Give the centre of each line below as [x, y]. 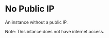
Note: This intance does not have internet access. [54, 31]
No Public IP [30, 9]
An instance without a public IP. [36, 22]
